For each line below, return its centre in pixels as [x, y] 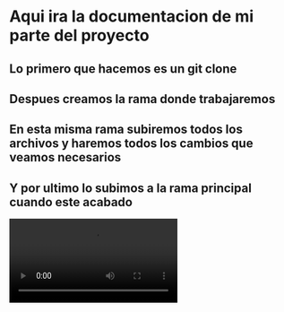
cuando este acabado [71, 202]
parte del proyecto [79, 35]
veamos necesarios [65, 157]
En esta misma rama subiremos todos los [126, 130]
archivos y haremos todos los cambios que [131, 144]
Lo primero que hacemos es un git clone [123, 69]
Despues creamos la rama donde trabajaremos [142, 99]
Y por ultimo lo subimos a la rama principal [131, 188]
